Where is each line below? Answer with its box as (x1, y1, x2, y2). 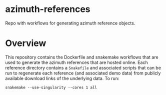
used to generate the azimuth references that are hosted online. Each (5, 59, 148, 65)
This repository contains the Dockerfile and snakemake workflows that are (5, 54, 158, 60)
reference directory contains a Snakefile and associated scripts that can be (5, 64, 161, 70)
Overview (5, 37, 46, 49)
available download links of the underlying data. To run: (5, 75, 119, 81)
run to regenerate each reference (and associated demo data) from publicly (5, 70, 161, 76)
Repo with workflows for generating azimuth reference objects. (5, 20, 135, 26)
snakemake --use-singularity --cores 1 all (5, 85, 97, 90)
